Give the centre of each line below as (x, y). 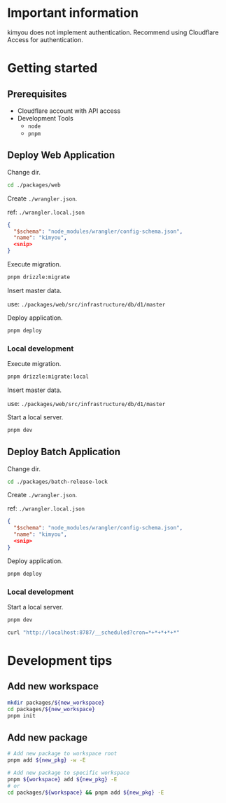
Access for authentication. (45, 39)
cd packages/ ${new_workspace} (51, 709)
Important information (73, 13)
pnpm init (22, 716)
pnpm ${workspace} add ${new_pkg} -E (62, 779)
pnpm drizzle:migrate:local (48, 377)
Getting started (52, 68)
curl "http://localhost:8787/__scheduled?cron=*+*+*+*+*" (93, 633)
